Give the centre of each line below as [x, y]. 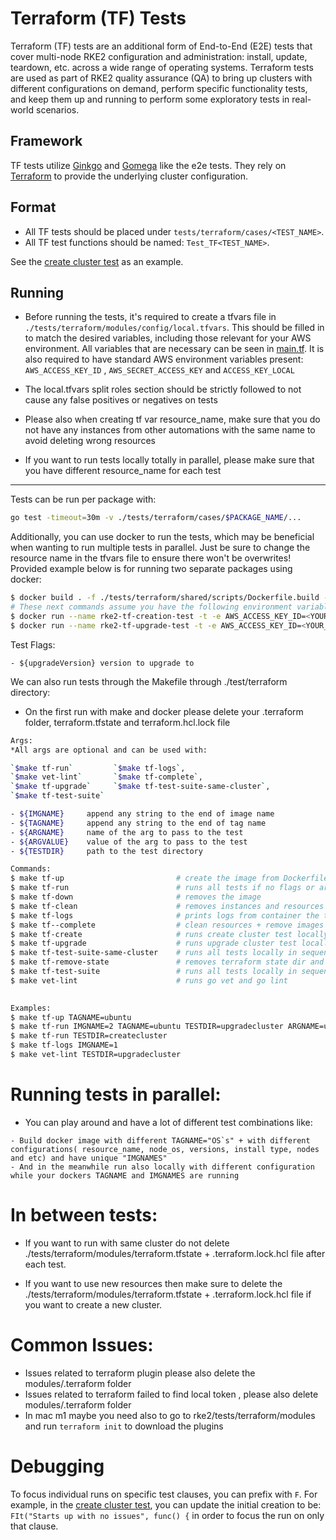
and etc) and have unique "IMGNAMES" [89, 1158]
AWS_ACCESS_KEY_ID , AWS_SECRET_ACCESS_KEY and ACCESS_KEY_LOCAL [159, 370]
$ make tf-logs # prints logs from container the [165, 915]
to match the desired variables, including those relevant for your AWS [168, 338]
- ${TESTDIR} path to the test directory [106, 851]
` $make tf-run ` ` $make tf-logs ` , [98, 768]
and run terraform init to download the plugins [124, 1426]
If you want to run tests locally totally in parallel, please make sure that [169, 460]
